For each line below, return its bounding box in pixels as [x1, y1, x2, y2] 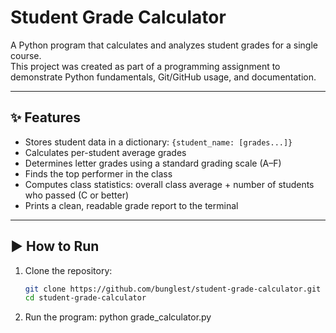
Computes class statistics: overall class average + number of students [24, 178, 315, 190]
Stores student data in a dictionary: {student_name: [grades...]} [24, 136, 293, 148]
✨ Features [10, 109, 81, 126]
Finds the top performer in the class [24, 167, 173, 180]
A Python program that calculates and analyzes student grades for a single [10, 39, 318, 51]
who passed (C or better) [24, 189, 130, 201]
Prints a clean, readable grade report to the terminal [24, 199, 239, 211]
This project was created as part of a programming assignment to [10, 60, 281, 72]
